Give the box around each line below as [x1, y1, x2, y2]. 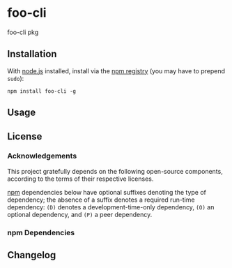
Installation [7, 48, 57, 60]
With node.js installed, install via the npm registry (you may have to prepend [7, 66, 225, 75]
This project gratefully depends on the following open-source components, [7, 167, 223, 175]
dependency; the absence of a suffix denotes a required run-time [7, 195, 195, 204]
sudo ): [7, 74, 24, 82]
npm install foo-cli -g [7, 87, 77, 95]
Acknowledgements [7, 151, 77, 161]
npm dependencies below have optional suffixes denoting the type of [7, 188, 207, 196]
